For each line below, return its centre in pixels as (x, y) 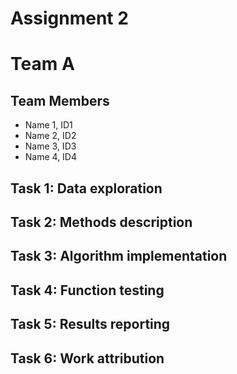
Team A (42, 64)
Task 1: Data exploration (86, 188)
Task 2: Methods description (101, 222)
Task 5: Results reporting (90, 324)
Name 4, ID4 (51, 157)
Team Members (60, 100)
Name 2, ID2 (50, 136)
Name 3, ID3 (50, 146)
